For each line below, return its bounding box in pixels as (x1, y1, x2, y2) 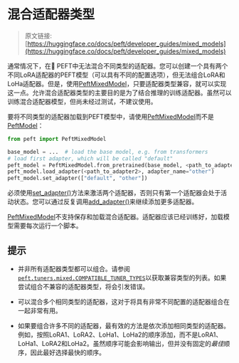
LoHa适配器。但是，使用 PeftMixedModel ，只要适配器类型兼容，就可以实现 (7, 79, 227, 88)
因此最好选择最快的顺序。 (30, 348, 105, 357)
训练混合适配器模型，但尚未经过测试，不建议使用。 (7, 97, 157, 105)
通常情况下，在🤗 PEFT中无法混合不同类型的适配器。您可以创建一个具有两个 (7, 61, 228, 70)
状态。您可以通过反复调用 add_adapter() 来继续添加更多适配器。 (13, 197, 198, 206)
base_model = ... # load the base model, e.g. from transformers (7, 148, 208, 155)
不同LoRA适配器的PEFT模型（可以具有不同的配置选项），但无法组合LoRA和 (7, 70, 225, 79)
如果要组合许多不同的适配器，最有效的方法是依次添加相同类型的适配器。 (17, 322, 230, 330)
